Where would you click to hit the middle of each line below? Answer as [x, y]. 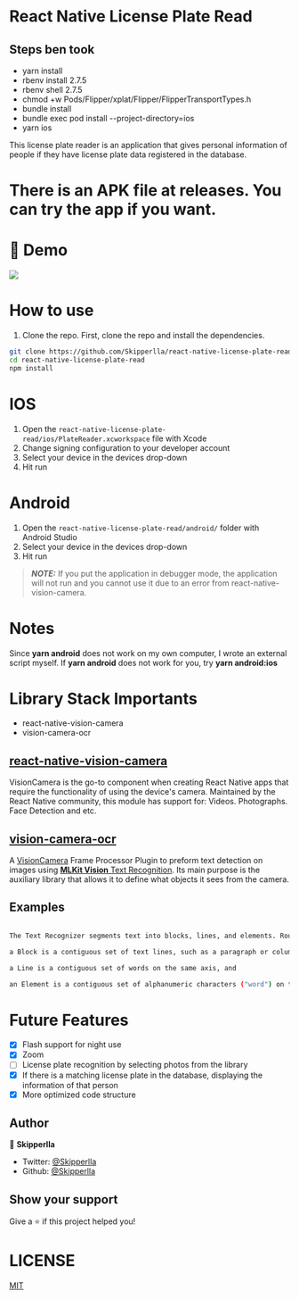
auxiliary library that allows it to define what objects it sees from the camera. [149, 879]
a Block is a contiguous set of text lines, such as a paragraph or [139, 952]
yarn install [42, 71]
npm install [31, 368]
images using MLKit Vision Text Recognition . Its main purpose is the [135, 870]
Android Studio [49, 537]
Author [29, 1124]
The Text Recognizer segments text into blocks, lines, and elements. [143, 936]
